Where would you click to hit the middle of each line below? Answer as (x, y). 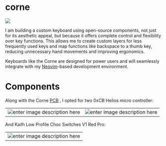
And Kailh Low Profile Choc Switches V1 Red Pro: (55, 124)
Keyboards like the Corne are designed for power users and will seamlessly (83, 61)
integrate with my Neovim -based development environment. (67, 66)
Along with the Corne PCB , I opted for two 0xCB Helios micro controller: (79, 100)
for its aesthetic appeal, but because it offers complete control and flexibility (83, 35)
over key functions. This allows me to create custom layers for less (74, 41)
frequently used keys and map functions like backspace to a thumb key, (79, 46)
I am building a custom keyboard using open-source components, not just (81, 30)
